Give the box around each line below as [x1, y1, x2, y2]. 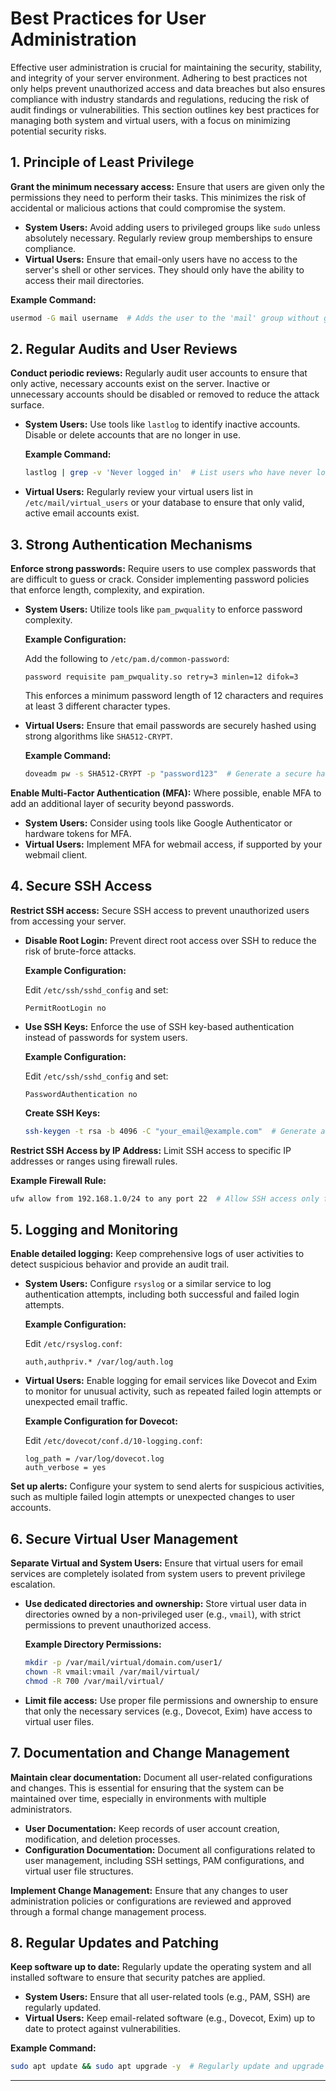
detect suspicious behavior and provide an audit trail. [10, 1258, 230, 1271]
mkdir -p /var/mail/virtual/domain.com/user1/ [24, 1658, 223, 1668]
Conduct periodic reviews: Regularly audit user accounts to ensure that [10, 367, 308, 379]
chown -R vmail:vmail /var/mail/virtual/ [24, 1667, 201, 1677]
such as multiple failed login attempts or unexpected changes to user [10, 1491, 295, 1503]
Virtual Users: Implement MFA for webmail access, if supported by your [24, 838, 323, 850]
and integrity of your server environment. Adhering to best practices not [10, 72, 308, 84]
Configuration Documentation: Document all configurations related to [24, 1843, 316, 1856]
